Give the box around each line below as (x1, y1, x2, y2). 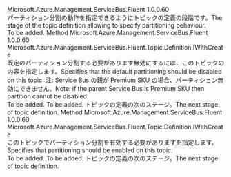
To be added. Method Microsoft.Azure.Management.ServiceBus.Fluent (7, 29, 208, 37)
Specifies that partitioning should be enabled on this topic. (7, 146, 174, 154)
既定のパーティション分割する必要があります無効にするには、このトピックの (7, 59, 225, 67)
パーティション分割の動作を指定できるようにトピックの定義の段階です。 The (7, 14, 223, 21)
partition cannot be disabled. (7, 92, 89, 101)
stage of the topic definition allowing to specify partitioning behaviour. (7, 21, 206, 29)
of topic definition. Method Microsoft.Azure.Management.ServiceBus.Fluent (7, 108, 223, 116)
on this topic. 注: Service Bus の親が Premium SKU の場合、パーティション (7, 76, 218, 84)
